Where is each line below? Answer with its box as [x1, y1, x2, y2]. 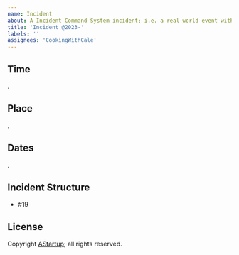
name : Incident [7, 10, 53, 18]
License [7, 221, 43, 233]
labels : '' [7, 30, 40, 38]
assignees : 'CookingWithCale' [7, 37, 97, 44]
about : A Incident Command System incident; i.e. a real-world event [7, 17, 218, 24]
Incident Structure [7, 181, 90, 193]
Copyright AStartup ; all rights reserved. [7, 239, 122, 249]
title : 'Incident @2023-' [7, 23, 84, 31]
